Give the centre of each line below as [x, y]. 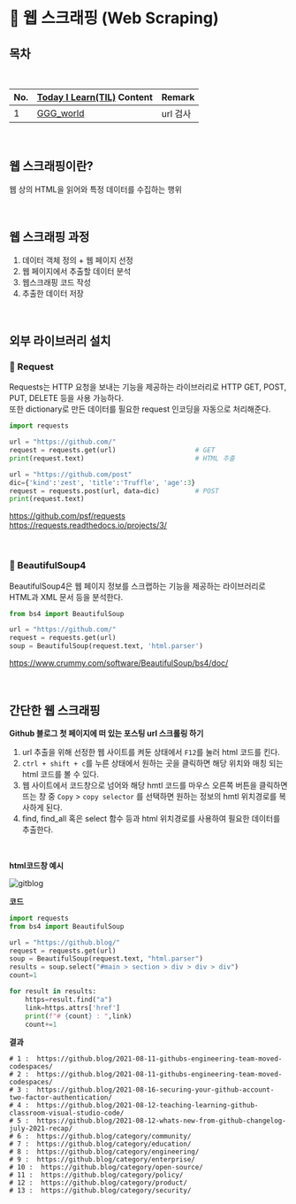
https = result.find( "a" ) [69, 999]
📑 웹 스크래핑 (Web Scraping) [114, 18]
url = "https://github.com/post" [71, 475]
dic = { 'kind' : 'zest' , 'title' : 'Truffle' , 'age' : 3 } [102, 482]
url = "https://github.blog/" [65, 942]
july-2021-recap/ [41, 1129]
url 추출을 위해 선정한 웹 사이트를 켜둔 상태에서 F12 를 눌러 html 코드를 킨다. [151, 752]
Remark [178, 97]
